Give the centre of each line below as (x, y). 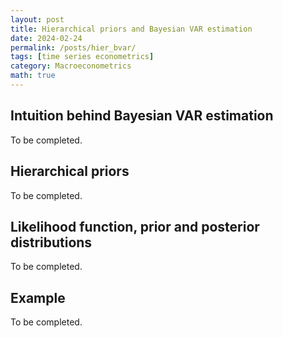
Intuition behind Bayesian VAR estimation (142, 116)
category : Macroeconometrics (71, 66)
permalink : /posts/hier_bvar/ (73, 47)
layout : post (37, 19)
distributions (51, 242)
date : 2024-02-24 (46, 38)
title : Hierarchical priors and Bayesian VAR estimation (131, 29)
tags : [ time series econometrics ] (82, 57)
